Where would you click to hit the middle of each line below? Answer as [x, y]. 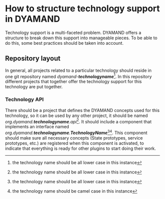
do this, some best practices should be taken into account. [64, 43]
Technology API [25, 100]
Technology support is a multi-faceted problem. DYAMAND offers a [73, 32]
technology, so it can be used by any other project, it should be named [77, 115]
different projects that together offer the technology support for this [73, 82]
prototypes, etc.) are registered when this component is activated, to [74, 143]
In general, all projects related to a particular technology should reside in [78, 70]
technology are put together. [34, 87]
